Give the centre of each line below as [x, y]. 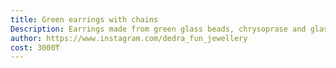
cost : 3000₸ [35, 47]
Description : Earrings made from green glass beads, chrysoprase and [158, 29]
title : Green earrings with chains [84, 19]
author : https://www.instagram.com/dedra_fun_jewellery [129, 38]
